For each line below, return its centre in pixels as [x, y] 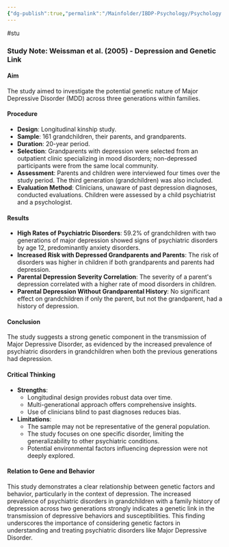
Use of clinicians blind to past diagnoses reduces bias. [104, 412]
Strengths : [32, 390]
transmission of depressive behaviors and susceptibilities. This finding [106, 515]
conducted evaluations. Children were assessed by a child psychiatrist [116, 195]
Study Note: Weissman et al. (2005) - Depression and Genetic [112, 51]
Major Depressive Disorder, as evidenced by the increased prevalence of [110, 345]
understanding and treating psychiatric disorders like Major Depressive [107, 530]
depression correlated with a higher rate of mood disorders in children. [117, 284]
